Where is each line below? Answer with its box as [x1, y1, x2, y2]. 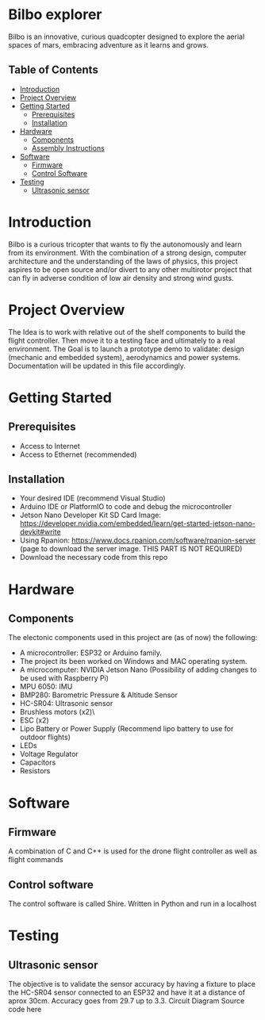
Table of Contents [8, 63, 99, 77]
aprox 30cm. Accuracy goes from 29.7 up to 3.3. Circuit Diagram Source [8, 996, 245, 1006]
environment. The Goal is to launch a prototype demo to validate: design [8, 343, 244, 354]
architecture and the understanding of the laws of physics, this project [8, 256, 238, 266]
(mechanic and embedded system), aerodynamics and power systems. [8, 352, 240, 362]
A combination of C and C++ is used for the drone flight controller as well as [8, 846, 258, 856]
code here [8, 1005, 42, 1014]
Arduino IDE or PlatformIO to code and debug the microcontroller [19, 502, 232, 512]
